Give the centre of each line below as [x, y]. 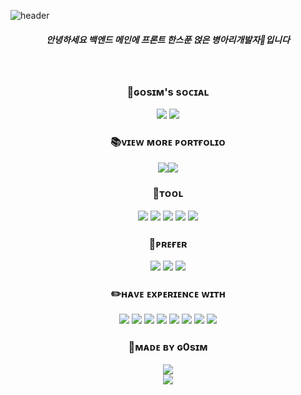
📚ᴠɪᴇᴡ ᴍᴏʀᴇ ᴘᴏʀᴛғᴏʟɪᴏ [168, 142]
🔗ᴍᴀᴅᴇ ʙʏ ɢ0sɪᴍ [168, 347]
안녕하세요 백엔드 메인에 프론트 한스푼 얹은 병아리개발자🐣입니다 [168, 39]
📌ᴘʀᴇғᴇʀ [168, 243]
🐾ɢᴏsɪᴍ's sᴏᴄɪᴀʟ [168, 92]
